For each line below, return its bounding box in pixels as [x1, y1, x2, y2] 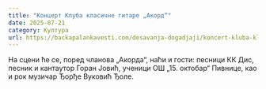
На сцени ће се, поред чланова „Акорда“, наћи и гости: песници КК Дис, [8, 55, 255, 65]
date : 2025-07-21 [8, 19, 66, 27]
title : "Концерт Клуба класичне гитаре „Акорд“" [8, 11, 172, 20]
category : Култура [8, 26, 69, 34]
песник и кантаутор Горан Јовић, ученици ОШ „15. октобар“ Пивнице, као [8, 64, 257, 73]
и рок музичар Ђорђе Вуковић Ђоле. [8, 72, 135, 81]
